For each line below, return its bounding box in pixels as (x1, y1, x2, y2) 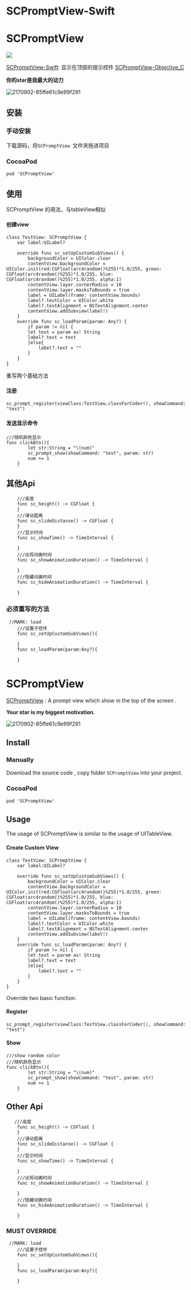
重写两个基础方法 (6, 372, 48, 380)
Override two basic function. (6, 994, 77, 1001)
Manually (6, 755, 34, 764)
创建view (6, 221, 29, 228)
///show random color (6, 1052, 60, 1058)
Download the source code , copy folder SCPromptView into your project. (6, 769, 183, 777)
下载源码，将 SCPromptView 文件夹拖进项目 (6, 141, 110, 149)
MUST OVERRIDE (6, 1226, 57, 1235)
